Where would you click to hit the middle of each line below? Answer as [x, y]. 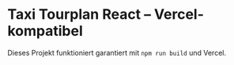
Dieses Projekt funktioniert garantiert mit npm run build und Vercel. [117, 52]
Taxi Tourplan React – [79, 14]
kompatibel [45, 31]
